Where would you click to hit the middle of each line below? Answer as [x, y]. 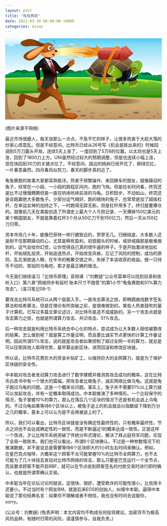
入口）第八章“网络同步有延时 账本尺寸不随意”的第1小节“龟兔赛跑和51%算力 [85, 283]
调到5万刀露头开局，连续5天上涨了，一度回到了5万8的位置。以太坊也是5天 [81, 151]
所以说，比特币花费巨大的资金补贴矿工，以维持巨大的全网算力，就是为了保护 [83, 358]
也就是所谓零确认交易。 [38, 473]
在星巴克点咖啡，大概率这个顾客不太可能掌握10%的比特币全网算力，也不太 [82, 454]
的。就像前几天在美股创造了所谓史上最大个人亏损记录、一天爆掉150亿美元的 [83, 212]
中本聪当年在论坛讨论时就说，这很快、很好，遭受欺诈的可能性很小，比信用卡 [83, 483]
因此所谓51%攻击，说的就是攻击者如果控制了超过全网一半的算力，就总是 [88, 341]
